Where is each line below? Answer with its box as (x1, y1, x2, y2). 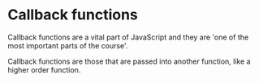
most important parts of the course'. (7, 40, 128, 50)
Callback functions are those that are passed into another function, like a (7, 56, 251, 66)
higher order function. (7, 64, 81, 74)
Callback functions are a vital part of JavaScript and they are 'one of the (7, 32, 249, 42)
